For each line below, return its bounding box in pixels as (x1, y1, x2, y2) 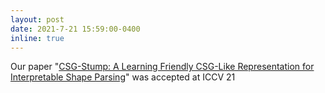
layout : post (10, 14, 65, 25)
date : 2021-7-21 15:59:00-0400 (10, 24, 141, 34)
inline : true (10, 33, 65, 43)
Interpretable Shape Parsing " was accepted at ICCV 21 (10, 71, 236, 83)
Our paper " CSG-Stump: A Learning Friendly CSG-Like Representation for (10, 61, 315, 73)
